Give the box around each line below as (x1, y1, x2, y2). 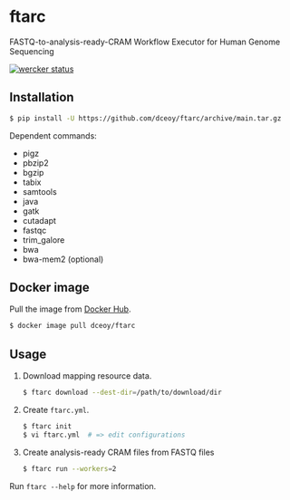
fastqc (22, 225, 47, 236)
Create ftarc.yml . (22, 405, 90, 415)
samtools (22, 186, 57, 197)
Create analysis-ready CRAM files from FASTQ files (22, 447, 215, 457)
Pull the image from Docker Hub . (9, 303, 131, 314)
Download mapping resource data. (22, 370, 152, 381)
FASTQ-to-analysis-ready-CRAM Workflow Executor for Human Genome (9, 36, 281, 47)
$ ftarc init (22, 422, 72, 431)
